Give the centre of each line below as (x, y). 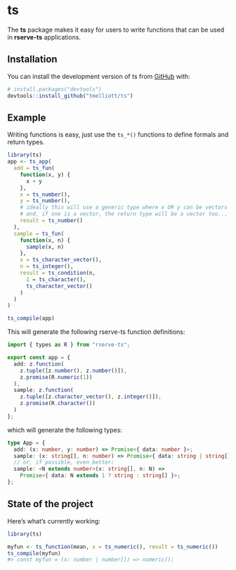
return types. (26, 142)
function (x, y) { (45, 175)
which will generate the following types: (65, 430)
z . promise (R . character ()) (58, 404)
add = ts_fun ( (34, 168)
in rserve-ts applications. (44, 37)
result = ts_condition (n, (58, 273)
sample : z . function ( (44, 390)
